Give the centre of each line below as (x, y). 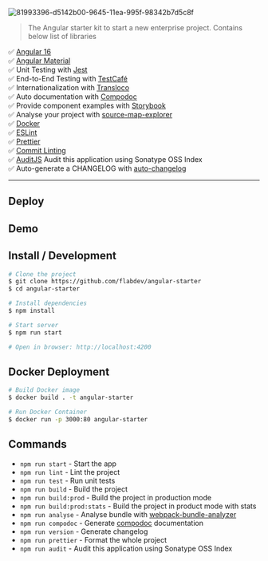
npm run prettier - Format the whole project (93, 539)
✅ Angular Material (39, 61)
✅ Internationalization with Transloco (69, 87)
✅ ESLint (23, 132)
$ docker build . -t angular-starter (71, 398)
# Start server (33, 325)
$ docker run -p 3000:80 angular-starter (78, 420)
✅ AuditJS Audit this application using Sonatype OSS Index (106, 159)
